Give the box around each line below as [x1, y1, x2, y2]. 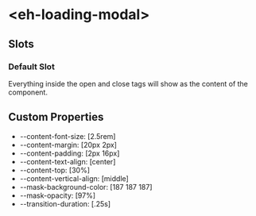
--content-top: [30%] [19, 165, 90, 175]
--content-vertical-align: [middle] [19, 173, 129, 183]
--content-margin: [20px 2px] [19, 140, 118, 149]
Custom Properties [8, 110, 104, 124]
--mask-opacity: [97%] [19, 191, 96, 200]
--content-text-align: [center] [19, 156, 116, 166]
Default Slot [8, 61, 56, 72]
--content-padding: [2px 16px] [19, 148, 120, 158]
